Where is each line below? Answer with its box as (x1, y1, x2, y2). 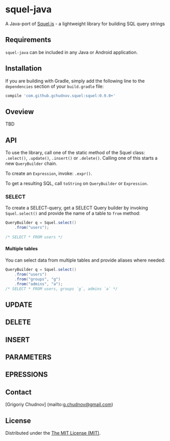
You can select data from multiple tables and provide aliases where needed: (5, 257, 165, 263)
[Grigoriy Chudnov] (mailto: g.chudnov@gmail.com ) (5, 401, 114, 408)
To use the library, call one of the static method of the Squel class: (5, 150, 145, 156)
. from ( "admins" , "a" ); (14, 281, 63, 286)
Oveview (5, 107, 34, 116)
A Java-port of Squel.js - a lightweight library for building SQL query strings (5, 21, 165, 27)
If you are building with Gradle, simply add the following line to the (5, 78, 145, 84)
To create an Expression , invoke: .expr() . (5, 171, 92, 177)
